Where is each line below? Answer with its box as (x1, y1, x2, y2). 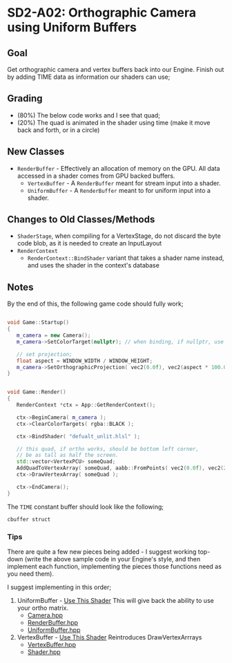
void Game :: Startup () (7, 319, 70, 326)
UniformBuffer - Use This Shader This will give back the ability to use (17, 596, 214, 604)
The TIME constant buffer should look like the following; (7, 503, 164, 511)
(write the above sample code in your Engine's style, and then (24, 554, 201, 563)
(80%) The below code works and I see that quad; (17, 111, 161, 119)
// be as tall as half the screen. (16, 451, 119, 459)
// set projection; (16, 351, 72, 357)
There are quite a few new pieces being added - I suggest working (7, 548, 197, 556)
